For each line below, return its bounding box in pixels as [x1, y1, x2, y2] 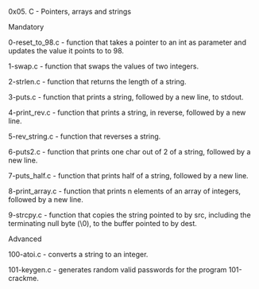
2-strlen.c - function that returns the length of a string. [8, 77, 187, 86]
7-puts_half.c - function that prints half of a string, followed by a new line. [8, 171, 249, 180]
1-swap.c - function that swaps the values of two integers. [8, 61, 199, 71]
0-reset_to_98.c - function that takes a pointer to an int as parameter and [8, 37, 246, 47]
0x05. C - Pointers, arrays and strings [8, 7, 132, 16]
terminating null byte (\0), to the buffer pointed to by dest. [8, 219, 197, 228]
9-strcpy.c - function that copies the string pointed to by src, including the [8, 210, 252, 220]
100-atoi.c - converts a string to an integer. [8, 250, 149, 259]
